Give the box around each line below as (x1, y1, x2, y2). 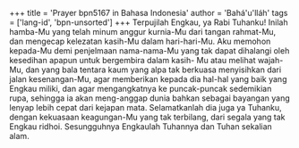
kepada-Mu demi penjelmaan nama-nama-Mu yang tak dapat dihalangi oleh (9, 45, 290, 56)
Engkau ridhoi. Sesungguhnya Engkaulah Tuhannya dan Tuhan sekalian (9, 121, 273, 132)
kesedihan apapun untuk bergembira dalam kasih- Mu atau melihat (9, 55, 256, 65)
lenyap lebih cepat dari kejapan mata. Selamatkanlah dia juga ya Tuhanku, (9, 103, 282, 112)
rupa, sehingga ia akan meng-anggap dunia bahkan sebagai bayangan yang (9, 93, 291, 103)
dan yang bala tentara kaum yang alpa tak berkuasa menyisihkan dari (25, 64, 282, 75)
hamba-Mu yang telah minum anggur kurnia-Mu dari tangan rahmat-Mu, (9, 27, 277, 37)
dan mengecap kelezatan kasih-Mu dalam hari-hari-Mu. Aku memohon (9, 36, 271, 46)
